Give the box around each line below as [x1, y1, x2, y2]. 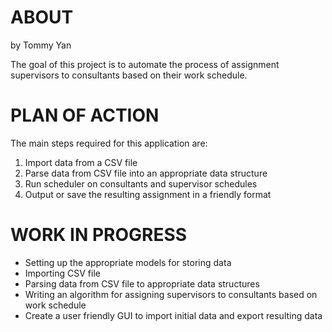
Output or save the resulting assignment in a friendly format [24, 188, 272, 200]
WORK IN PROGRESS [10, 224, 188, 246]
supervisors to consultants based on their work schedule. [10, 69, 248, 81]
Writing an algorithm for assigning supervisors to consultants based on [24, 288, 318, 300]
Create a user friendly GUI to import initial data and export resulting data [24, 309, 323, 321]
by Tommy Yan [10, 39, 72, 51]
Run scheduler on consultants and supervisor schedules [24, 177, 258, 190]
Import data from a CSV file [24, 156, 138, 168]
